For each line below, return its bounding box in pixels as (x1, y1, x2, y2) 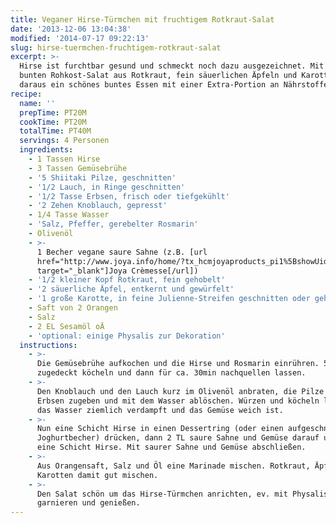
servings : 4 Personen (19, 136, 110, 146)
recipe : (10, 89, 43, 99)
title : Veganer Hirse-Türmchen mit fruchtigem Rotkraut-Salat (10, 14, 275, 25)
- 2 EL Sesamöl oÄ (28, 321, 105, 331)
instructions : (19, 340, 78, 350)
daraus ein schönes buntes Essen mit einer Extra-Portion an (19, 80, 280, 90)
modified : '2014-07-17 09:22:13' (10, 33, 150, 43)
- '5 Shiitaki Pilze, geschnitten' (28, 172, 177, 183)
